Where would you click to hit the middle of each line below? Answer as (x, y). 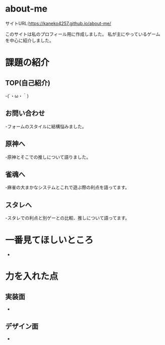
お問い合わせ (25, 113)
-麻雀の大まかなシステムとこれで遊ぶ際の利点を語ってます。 (67, 188)
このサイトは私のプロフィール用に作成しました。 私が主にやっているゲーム (83, 34)
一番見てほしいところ (50, 240)
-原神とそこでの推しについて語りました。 (48, 157)
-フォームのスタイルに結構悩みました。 (46, 126)
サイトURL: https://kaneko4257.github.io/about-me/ (58, 23)
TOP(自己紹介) (28, 83)
